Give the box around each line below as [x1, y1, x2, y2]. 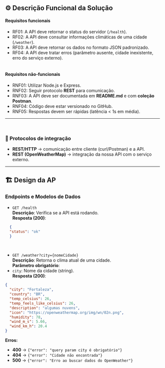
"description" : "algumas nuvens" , [9, 305, 80, 310]
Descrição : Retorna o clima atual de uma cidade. [12, 257, 111, 263]
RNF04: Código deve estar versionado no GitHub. [12, 103, 113, 109]
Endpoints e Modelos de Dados [5, 193, 81, 200]
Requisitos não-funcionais [5, 71, 60, 77]
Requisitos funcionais [5, 17, 51, 24]
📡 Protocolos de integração [5, 135, 71, 142]
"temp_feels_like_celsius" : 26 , [9, 301, 76, 306]
